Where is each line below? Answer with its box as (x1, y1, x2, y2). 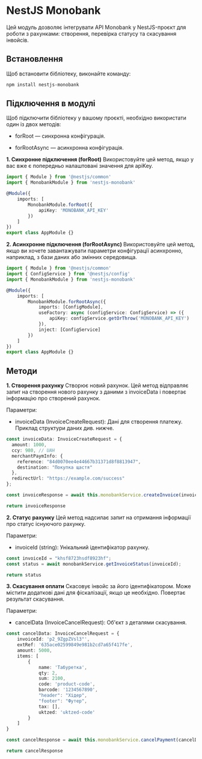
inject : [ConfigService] (38, 327, 101, 333)
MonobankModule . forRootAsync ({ (28, 298, 106, 305)
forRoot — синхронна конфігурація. (14, 132, 106, 139)
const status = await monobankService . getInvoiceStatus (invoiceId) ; (6, 561, 182, 567)
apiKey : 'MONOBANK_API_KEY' (38, 207, 109, 213)
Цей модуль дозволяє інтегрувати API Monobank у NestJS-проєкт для (6, 24, 186, 31)
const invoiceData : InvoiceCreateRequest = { (6, 436, 122, 443)
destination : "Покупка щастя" (17, 464, 93, 470)
